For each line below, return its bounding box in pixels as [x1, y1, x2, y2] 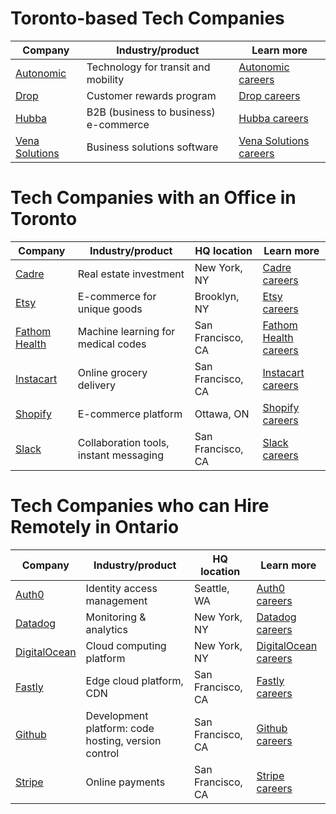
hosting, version [85, 733, 162, 747]
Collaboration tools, [77, 435, 170, 449]
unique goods [77, 302, 143, 316]
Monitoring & [85, 610, 147, 624]
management [85, 593, 148, 607]
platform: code [85, 721, 155, 735]
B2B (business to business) [86, 105, 216, 119]
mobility [86, 72, 125, 86]
